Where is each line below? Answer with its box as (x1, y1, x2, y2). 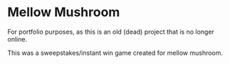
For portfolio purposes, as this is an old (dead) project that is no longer (7, 27, 215, 36)
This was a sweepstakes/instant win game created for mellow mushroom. (7, 49, 223, 57)
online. (7, 34, 27, 43)
